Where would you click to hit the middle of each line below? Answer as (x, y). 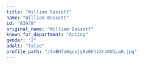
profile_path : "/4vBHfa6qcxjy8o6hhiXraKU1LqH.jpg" (72, 52)
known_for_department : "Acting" (47, 35)
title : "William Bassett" (39, 12)
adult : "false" (26, 46)
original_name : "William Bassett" (50, 29)
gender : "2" (21, 40)
